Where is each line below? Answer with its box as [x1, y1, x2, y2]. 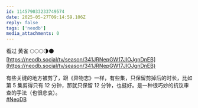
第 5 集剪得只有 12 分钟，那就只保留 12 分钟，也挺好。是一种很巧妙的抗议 [6, 82, 184, 89]
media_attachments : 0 [6, 31, 60, 37]
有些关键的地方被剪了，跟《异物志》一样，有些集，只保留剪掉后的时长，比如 [6, 74, 193, 81]
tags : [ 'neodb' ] [6, 25, 46, 31]
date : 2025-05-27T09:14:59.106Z [6, 14, 86, 20]
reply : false [6, 19, 38, 25]
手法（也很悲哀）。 [16, 89, 61, 96]
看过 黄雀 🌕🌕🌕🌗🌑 [6, 48, 54, 55]
